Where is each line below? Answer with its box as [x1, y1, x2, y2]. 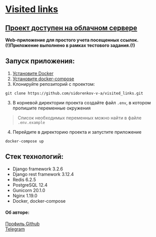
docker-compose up [5, 139, 44, 144]
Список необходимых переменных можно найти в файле [17, 114, 142, 121]
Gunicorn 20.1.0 [12, 187, 45, 193]
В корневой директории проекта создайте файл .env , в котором [12, 99, 151, 105]
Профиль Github [5, 220, 40, 226]
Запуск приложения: [5, 57, 75, 66]
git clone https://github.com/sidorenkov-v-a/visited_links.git [5, 91, 143, 96]
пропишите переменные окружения [12, 105, 91, 111]
